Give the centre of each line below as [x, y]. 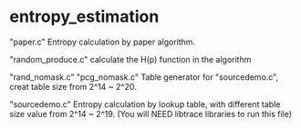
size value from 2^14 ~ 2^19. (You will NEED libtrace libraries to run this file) [151, 113]
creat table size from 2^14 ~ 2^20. [73, 86]
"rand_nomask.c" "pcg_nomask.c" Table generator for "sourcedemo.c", [144, 77]
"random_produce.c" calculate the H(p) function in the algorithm [130, 59]
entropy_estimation [84, 17]
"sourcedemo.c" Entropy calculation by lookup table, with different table [145, 104]
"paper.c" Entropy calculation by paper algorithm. [103, 42]
